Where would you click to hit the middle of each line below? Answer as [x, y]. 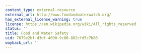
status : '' [17, 29]
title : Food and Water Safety [37, 33]
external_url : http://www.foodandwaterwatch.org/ [58, 15]
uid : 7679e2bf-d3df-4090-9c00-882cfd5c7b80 [52, 38]
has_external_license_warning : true [44, 19]
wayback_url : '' [22, 43]
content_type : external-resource [40, 10]
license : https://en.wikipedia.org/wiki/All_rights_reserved [71, 24]
